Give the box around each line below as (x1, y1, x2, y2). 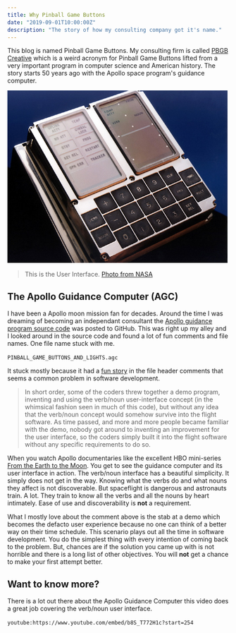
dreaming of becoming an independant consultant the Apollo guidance (7, 317, 213, 325)
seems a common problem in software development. (7, 374, 161, 382)
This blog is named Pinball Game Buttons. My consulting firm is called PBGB (7, 47, 229, 55)
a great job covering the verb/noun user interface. (7, 604, 153, 613)
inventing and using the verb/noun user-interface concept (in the (24, 395, 213, 404)
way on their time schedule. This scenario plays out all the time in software (7, 528, 224, 536)
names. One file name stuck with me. (7, 339, 115, 348)
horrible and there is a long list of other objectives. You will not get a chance (7, 550, 229, 559)
